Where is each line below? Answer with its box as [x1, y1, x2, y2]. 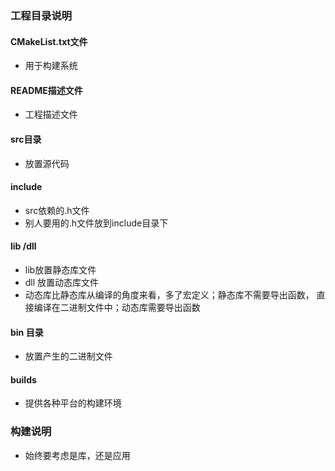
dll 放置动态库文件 [24, 276, 100, 288]
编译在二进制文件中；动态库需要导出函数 [33, 301, 201, 313]
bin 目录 [10, 326, 44, 338]
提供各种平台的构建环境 [24, 397, 122, 409]
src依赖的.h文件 [24, 204, 90, 216]
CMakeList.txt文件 [10, 35, 88, 47]
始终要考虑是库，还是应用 [24, 449, 131, 461]
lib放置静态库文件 [24, 263, 97, 276]
